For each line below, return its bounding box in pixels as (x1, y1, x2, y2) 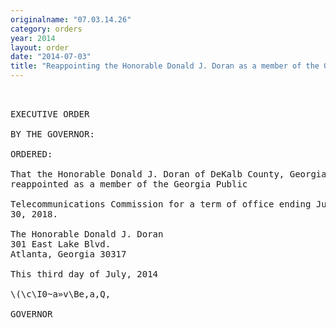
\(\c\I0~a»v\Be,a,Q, (10, 289, 112, 300)
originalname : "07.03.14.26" (10, 14, 132, 25)
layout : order (10, 42, 70, 53)
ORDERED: (10, 149, 53, 160)
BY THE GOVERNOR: (10, 129, 95, 140)
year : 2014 (10, 33, 56, 43)
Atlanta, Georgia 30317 (10, 249, 127, 260)
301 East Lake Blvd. (10, 239, 112, 250)
